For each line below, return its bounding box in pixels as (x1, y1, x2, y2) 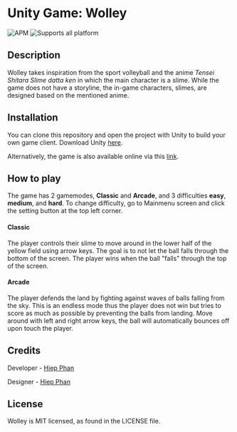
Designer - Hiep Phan (7, 377, 71, 386)
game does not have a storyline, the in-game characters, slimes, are (7, 83, 208, 92)
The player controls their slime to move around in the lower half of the (7, 239, 212, 247)
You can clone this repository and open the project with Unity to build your (7, 130, 226, 139)
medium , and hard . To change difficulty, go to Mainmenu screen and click (7, 199, 226, 207)
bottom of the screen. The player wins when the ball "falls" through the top (7, 254, 227, 262)
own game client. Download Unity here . (7, 138, 123, 147)
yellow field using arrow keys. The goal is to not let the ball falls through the (7, 246, 229, 254)
